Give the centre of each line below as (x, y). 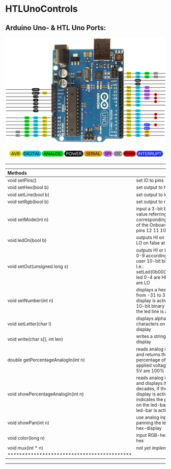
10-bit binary (150, 306)
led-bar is (147, 410)
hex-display (149, 428)
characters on (151, 324)
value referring (151, 214)
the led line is (150, 311)
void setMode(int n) (28, 219)
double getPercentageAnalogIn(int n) (46, 360)
